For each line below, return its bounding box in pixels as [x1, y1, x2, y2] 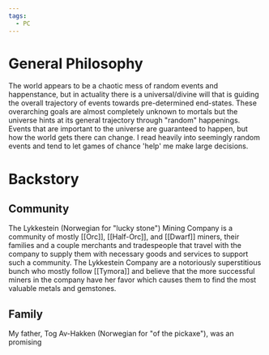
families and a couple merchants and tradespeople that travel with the [8, 241, 241, 250]
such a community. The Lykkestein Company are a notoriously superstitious [8, 258, 262, 267]
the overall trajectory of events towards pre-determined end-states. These [8, 98, 258, 108]
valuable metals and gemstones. [8, 284, 117, 293]
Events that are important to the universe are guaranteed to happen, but [8, 124, 249, 134]
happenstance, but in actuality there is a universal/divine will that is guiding [8, 90, 259, 100]
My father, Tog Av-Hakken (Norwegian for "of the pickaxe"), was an [8, 329, 234, 339]
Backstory [8, 169, 79, 188]
